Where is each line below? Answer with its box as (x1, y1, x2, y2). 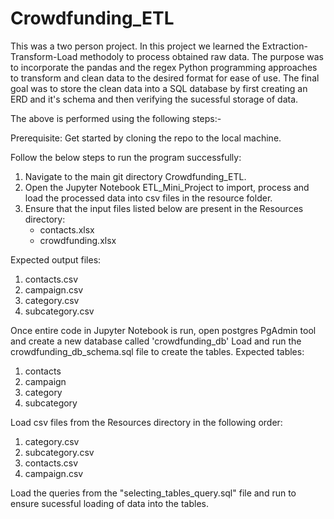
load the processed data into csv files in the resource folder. (24, 192, 273, 204)
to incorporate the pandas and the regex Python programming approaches (10, 61, 318, 73)
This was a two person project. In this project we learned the (10, 40, 260, 52)
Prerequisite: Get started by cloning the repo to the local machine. (10, 132, 282, 144)
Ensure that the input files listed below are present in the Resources (24, 202, 304, 214)
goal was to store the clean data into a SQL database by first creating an (10, 82, 308, 94)
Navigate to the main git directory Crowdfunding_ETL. (24, 170, 247, 182)
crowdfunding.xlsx (39, 234, 117, 246)
